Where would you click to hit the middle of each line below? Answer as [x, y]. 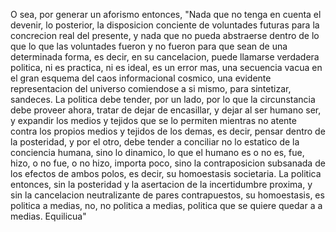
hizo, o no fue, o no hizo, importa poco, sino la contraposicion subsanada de [168, 163]
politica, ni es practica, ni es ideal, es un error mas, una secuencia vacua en [166, 67]
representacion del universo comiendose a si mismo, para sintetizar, [151, 88]
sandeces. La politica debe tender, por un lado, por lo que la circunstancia [163, 99]
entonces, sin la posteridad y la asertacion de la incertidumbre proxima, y [161, 184]
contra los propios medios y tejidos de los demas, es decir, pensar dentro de [168, 131]
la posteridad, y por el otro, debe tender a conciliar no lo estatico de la [155, 142]
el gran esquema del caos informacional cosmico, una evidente [141, 78]
